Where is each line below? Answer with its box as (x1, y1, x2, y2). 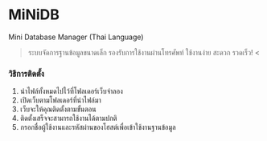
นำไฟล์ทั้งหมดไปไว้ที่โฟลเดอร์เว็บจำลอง (19, 87, 123, 96)
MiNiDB (8, 6, 60, 24)
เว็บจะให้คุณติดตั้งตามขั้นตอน (19, 104, 97, 114)
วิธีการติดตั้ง (8, 68, 44, 79)
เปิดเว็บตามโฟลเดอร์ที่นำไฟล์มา (19, 95, 102, 105)
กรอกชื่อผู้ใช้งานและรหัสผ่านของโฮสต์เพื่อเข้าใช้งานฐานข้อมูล (19, 123, 177, 132)
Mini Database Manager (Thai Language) (8, 32, 144, 42)
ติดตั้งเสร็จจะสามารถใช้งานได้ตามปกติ (19, 114, 117, 123)
